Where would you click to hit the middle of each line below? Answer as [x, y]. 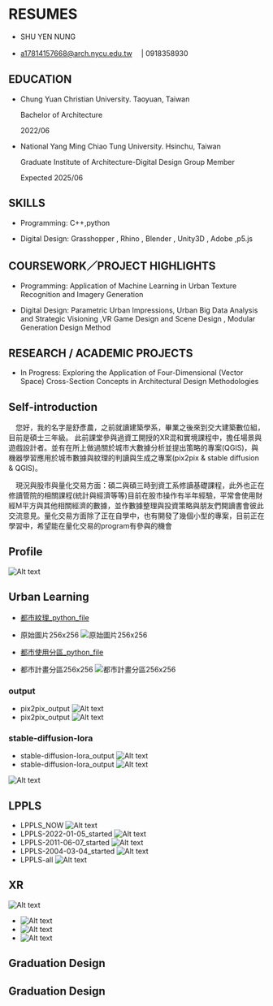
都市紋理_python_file [54, 617]
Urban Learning [49, 597]
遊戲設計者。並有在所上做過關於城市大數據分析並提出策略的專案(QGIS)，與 [134, 448]
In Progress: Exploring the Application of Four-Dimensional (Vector [132, 373]
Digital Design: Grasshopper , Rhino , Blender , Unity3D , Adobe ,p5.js [136, 238]
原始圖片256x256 [50, 635]
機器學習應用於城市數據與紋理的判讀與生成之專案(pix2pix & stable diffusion [134, 458]
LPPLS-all [37, 860]
